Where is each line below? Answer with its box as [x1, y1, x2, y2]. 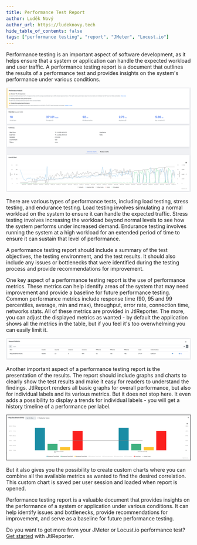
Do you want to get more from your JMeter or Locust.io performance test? [6, 526, 186, 533]
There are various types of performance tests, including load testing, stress [6, 198, 189, 205]
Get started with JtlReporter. [6, 533, 74, 540]
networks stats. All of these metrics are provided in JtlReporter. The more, [6, 308, 185, 315]
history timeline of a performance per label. [6, 403, 111, 410]
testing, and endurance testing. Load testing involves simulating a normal [6, 204, 183, 211]
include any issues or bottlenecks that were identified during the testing [6, 259, 179, 266]
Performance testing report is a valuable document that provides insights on [6, 496, 190, 503]
